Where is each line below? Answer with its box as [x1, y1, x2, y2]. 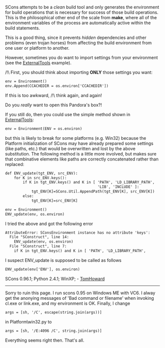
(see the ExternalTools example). [5, 60, 72, 65]
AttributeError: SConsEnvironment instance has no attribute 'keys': [5, 230, 151, 235]
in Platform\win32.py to [5, 318, 52, 324]
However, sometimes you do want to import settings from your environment [5, 55, 158, 61]
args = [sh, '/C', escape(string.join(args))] [5, 310, 102, 315]
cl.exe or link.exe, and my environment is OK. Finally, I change [5, 300, 130, 306]
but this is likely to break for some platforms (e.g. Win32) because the [5, 135, 146, 141]
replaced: [5, 161, 25, 167]
